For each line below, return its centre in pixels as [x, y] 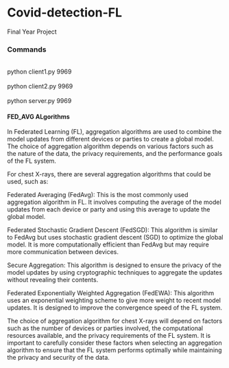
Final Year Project [32, 32]
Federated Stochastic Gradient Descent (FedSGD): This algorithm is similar [112, 230]
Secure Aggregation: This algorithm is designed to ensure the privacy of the [114, 265]
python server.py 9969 [39, 101]
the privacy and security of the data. [58, 358]
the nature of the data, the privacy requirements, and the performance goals [115, 154]
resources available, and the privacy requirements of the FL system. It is [109, 336]
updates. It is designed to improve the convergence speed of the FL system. [115, 308]
